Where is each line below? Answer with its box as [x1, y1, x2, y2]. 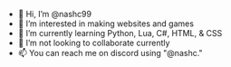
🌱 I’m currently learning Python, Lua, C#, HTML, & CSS [17, 28, 223, 38]
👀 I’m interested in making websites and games [17, 18, 195, 29]
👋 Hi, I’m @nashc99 [17, 9, 92, 19]
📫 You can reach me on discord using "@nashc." [17, 48, 203, 58]
